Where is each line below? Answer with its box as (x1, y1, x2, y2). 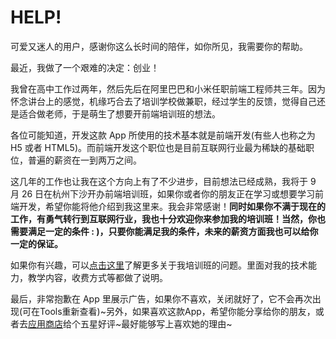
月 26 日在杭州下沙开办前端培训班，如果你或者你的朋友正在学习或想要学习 (10, 187, 316, 200)
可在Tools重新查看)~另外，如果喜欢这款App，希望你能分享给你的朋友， (22, 305, 316, 317)
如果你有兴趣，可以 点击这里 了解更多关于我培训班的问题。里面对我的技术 (10, 259, 308, 271)
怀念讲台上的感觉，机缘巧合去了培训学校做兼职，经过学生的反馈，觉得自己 (10, 95, 317, 107)
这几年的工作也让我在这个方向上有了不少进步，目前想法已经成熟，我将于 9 (10, 175, 317, 187)
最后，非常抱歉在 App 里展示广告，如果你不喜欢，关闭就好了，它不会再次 (10, 292, 313, 305)
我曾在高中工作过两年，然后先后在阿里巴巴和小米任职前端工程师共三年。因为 (10, 82, 326, 95)
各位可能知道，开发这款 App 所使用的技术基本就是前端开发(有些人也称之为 (10, 129, 316, 141)
